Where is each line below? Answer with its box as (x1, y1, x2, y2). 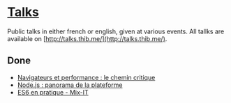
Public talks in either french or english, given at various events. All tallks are (7, 27, 225, 35)
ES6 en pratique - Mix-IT (17, 88, 89, 96)
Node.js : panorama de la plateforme (17, 81, 123, 89)
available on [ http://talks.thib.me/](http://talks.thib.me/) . (7, 34, 167, 42)
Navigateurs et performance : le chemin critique (17, 73, 156, 81)
